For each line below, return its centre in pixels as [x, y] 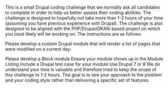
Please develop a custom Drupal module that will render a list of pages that [83, 44]
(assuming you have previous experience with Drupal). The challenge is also [84, 23]
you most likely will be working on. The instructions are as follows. [73, 34]
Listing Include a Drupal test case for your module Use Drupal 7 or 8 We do [83, 64]
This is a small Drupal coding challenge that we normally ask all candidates [83, 7]
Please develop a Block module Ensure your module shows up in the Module [84, 59]
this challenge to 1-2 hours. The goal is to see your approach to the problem [83, 75]
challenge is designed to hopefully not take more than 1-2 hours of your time [84, 18]
